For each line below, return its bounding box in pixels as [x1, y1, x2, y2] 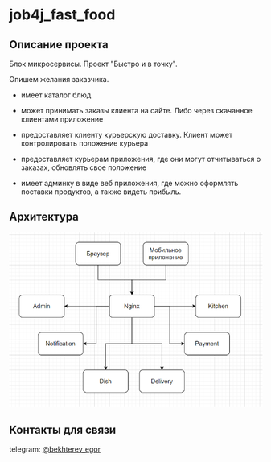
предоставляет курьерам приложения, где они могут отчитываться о [20, 155, 261, 163]
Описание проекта [9, 38, 109, 52]
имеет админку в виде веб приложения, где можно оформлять [20, 179, 239, 188]
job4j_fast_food [9, 6, 116, 24]
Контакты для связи [9, 423, 117, 436]
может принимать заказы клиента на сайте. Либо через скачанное [20, 106, 253, 115]
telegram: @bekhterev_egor [9, 444, 101, 454]
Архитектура [9, 210, 80, 224]
